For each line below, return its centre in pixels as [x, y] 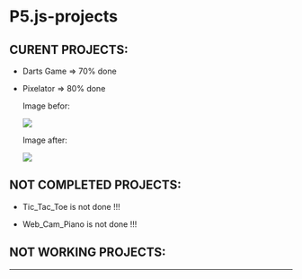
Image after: [44, 140]
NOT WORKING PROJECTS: [88, 253]
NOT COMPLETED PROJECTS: [95, 185]
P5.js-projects [64, 17]
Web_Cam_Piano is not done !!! [80, 224]
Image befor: [46, 106]
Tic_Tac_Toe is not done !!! [71, 206]
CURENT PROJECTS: [69, 50]
